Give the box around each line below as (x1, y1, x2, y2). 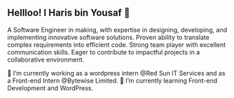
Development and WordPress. (7, 83, 94, 92)
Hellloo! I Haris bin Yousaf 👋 (7, 7, 130, 19)
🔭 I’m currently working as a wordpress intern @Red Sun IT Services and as (7, 69, 226, 77)
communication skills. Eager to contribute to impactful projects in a (7, 48, 200, 56)
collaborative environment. (7, 55, 85, 64)
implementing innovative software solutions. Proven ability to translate (7, 33, 210, 41)
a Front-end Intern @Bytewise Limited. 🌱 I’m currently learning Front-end (7, 76, 218, 85)
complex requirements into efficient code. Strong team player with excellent (7, 40, 226, 49)
